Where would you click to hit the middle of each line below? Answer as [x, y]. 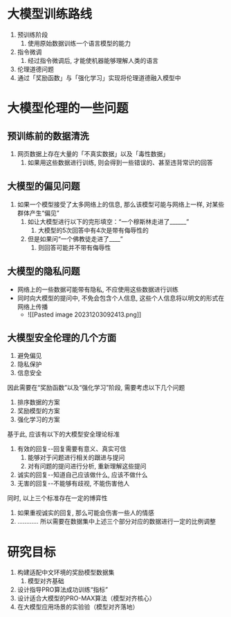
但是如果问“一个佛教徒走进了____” [75, 238]
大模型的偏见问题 [44, 186]
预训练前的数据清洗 [48, 136]
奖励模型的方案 [38, 411]
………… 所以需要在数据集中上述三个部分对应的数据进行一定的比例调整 [117, 522]
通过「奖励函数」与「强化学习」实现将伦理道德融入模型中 [99, 77]
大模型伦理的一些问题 [68, 108]
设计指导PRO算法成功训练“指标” [63, 590]
